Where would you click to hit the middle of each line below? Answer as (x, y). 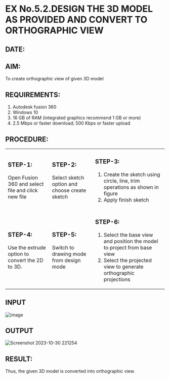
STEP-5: (64, 235)
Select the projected (127, 260)
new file (17, 196)
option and (65, 184)
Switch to (63, 247)
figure (111, 193)
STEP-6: (108, 222)
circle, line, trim (122, 181)
